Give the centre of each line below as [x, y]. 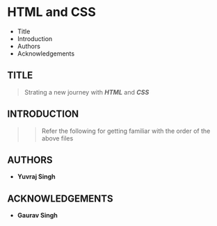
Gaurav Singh [37, 216]
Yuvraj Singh [36, 177]
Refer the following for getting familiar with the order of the [126, 131]
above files [57, 138]
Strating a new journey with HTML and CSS [87, 92]
